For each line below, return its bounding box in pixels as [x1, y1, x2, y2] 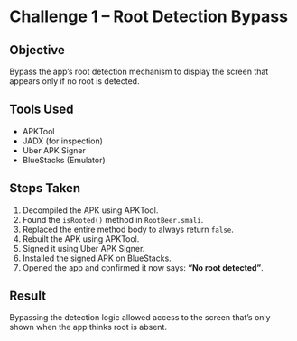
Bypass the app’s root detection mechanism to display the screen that [9, 66, 269, 77]
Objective [9, 42, 66, 58]
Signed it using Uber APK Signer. [22, 243, 145, 253]
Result [9, 289, 47, 304]
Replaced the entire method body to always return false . [22, 224, 235, 235]
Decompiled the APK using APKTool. [22, 205, 159, 216]
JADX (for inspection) [22, 135, 104, 146]
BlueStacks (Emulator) [22, 154, 106, 165]
